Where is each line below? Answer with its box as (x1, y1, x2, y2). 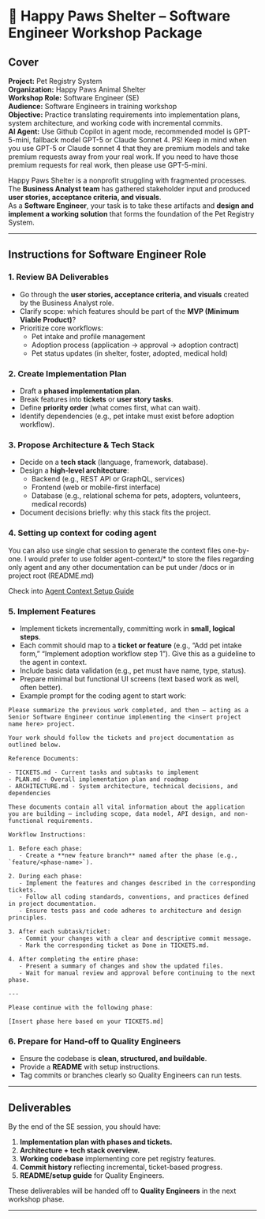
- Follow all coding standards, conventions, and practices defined (18, 893, 248, 900)
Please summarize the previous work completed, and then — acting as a (8, 706, 248, 714)
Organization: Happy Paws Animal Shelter (8, 85, 146, 94)
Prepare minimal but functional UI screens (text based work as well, (19, 674, 240, 683)
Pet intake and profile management (31, 331, 146, 341)
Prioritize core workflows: (19, 323, 104, 333)
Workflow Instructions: (8, 830, 87, 839)
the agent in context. (19, 657, 88, 666)
